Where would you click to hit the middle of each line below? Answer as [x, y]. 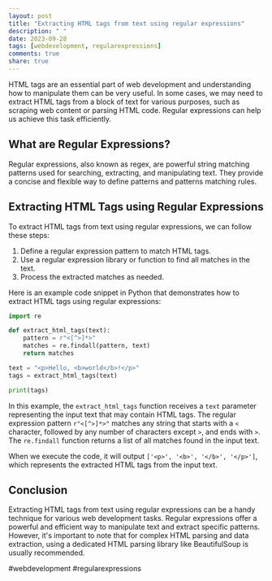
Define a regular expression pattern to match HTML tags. [115, 251]
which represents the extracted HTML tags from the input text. [113, 465]
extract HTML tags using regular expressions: [85, 301]
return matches [49, 353]
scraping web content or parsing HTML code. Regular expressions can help [135, 110]
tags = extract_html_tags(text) [63, 375]
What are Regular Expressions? [89, 144]
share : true [28, 62]
